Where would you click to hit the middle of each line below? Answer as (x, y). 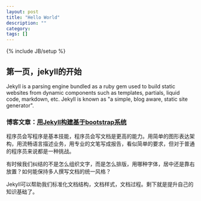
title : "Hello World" (33, 17)
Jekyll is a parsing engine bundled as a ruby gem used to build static (91, 86)
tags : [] (17, 34)
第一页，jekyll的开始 (44, 72)
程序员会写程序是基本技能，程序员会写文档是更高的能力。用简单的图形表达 (98, 136)
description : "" (26, 23)
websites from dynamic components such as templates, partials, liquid (93, 92)
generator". (20, 105)
